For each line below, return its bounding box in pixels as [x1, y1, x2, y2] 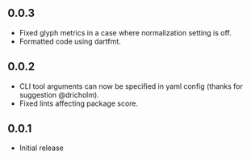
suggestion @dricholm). [19, 90, 100, 99]
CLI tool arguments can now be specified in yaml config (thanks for [19, 81, 244, 91]
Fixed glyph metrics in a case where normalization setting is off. [19, 27, 232, 37]
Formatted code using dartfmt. [19, 36, 122, 46]
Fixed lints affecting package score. [19, 98, 139, 108]
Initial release [19, 143, 64, 153]
